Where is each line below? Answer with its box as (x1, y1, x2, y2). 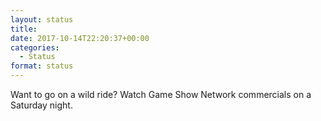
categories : (10, 42, 60, 53)
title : (10, 24, 38, 34)
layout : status (10, 14, 74, 25)
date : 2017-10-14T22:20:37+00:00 (10, 33, 150, 43)
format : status (10, 61, 74, 71)
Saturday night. (10, 99, 73, 111)
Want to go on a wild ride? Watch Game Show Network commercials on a (10, 89, 312, 100)
